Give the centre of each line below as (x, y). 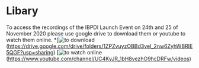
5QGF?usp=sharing (30, 52)
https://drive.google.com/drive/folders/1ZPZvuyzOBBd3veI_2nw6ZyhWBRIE (100, 46)
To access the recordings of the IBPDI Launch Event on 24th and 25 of (92, 27)
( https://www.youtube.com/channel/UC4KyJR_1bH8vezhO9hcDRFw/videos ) (99, 59)
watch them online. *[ (33, 40)
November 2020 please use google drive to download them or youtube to (96, 33)
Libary (22, 11)
